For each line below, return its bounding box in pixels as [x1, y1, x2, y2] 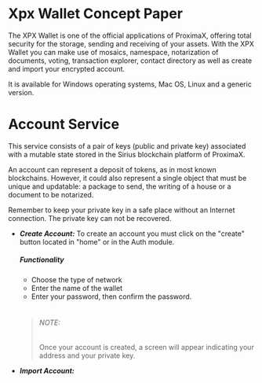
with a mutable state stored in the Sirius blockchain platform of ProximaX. [8, 149, 246, 159]
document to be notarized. [8, 190, 94, 199]
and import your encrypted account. [8, 64, 126, 73]
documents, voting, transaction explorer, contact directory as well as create [8, 56, 253, 65]
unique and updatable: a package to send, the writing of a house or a [8, 182, 231, 191]
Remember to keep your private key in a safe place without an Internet [8, 205, 235, 215]
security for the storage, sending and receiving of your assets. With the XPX [8, 39, 255, 48]
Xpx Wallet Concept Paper [8, 5, 183, 23]
